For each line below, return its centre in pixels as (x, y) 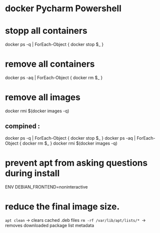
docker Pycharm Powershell (63, 9)
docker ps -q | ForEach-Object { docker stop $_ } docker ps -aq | (70, 138)
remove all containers (50, 64)
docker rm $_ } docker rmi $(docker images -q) (70, 143)
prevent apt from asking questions (76, 163)
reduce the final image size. (62, 206)
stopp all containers (46, 31)
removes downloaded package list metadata (50, 225)
